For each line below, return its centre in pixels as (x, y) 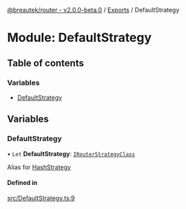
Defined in (22, 183)
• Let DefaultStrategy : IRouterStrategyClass (71, 153)
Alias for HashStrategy (39, 167)
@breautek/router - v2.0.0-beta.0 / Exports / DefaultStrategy (93, 10)
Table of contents (45, 63)
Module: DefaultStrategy (80, 38)
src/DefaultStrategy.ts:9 (41, 198)
